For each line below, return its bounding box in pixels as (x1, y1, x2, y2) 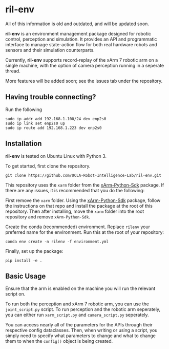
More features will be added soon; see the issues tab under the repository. (5, 78, 163, 84)
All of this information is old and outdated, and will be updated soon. (5, 21, 150, 27)
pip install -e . (5, 258, 43, 263)
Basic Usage (5, 271, 46, 281)
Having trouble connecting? (5, 93, 96, 101)
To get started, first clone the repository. (5, 163, 91, 169)
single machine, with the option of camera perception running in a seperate (5, 62, 164, 68)
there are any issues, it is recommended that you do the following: (5, 187, 145, 193)
